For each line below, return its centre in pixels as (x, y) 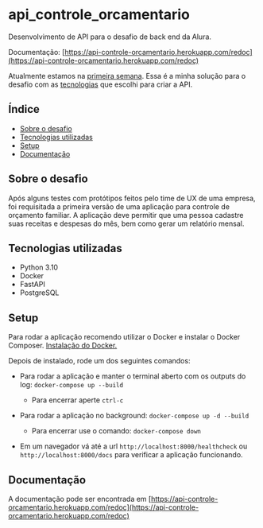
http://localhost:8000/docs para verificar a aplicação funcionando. (131, 455)
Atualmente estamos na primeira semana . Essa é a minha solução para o (127, 76)
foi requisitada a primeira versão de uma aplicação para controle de (119, 206)
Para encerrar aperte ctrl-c (77, 400)
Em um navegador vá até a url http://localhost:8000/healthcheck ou (133, 446)
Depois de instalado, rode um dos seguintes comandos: (99, 361)
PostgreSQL (39, 293)
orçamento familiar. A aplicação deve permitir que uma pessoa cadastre (126, 215)
